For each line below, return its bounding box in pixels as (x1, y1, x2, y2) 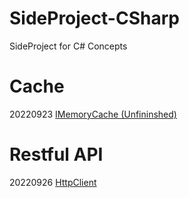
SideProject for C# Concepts (9, 40, 128, 52)
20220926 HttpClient (9, 176, 97, 188)
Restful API (9, 143, 104, 166)
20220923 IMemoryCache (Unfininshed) (9, 108, 177, 120)
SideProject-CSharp (9, 7, 180, 30)
